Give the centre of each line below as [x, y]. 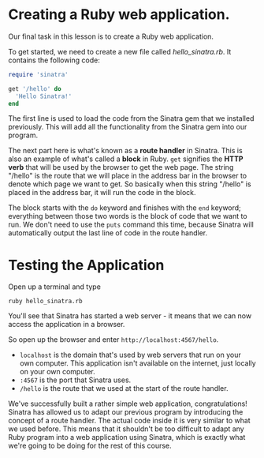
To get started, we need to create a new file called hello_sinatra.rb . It [120, 51]
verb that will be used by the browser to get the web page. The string [121, 167]
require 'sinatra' [38, 74]
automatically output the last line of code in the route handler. [108, 233]
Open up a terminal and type [54, 287]
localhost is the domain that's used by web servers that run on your [130, 355]
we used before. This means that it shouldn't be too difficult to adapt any [126, 429]
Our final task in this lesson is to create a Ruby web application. [111, 36]
